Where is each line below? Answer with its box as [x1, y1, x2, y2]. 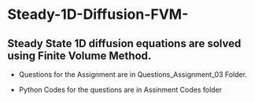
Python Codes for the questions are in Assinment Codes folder [18, 85, 222, 94]
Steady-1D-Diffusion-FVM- [7, 5, 189, 24]
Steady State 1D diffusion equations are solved [7, 37, 242, 50]
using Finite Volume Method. [7, 49, 152, 62]
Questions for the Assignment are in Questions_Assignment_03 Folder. [18, 70, 247, 79]
